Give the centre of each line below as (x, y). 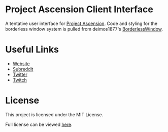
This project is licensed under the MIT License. (54, 114)
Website (21, 63)
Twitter (20, 74)
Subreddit (23, 69)
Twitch (20, 80)
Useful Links (32, 50)
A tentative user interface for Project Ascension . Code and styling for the (81, 23)
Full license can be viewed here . (39, 124)
